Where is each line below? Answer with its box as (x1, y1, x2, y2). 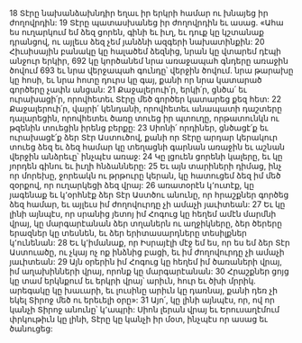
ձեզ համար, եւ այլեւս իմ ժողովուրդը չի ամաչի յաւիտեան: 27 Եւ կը (9, 199, 286, 210)
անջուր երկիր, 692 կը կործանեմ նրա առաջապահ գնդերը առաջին (9, 56, 288, 66)
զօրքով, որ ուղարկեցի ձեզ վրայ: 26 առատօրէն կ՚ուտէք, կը (9, 180, 255, 190)
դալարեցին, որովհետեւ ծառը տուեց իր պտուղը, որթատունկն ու (9, 113, 279, 123)
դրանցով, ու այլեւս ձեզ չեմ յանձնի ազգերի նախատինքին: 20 (9, 36, 265, 47)
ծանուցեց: (9, 323, 53, 334)
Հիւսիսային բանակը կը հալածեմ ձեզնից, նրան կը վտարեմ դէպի (9, 46, 281, 57)
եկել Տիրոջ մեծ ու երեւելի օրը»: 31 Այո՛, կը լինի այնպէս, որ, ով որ (9, 294, 275, 305)
